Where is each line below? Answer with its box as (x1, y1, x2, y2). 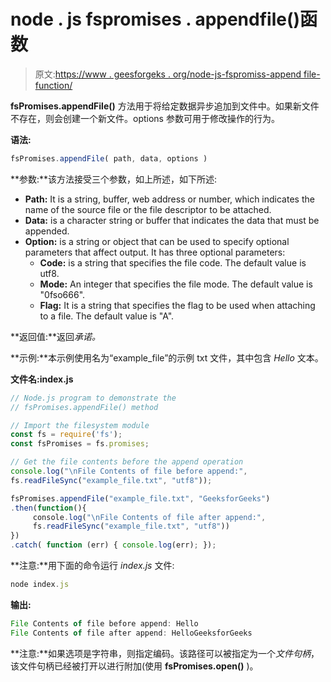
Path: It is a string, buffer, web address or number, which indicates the (24, 193, 315, 205)
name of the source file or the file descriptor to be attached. (24, 203, 272, 215)
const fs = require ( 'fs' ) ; (10, 430, 123, 440)
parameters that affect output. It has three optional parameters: (24, 246, 286, 258)
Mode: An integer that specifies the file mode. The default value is (39, 278, 313, 290)
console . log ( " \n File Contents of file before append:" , (10, 466, 248, 477)
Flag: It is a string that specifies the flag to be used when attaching (39, 299, 316, 311)
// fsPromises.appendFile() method (10, 402, 159, 412)
